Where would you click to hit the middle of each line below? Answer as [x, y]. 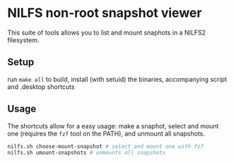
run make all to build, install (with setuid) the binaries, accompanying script [117, 79]
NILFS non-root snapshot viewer [105, 13]
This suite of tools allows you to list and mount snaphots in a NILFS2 [107, 32]
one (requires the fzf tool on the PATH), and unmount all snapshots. [106, 133]
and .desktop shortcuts [41, 87]
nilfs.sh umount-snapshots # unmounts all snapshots [87, 153]
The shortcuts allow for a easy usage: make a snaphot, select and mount [113, 126]
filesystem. [23, 40]
